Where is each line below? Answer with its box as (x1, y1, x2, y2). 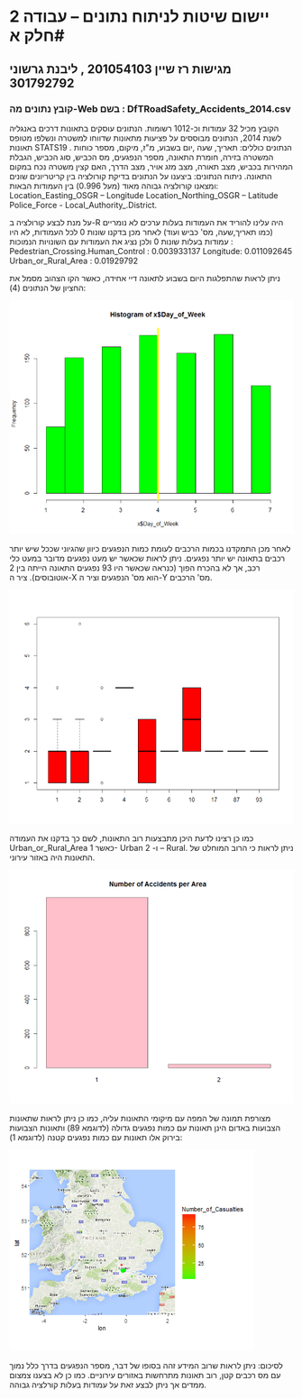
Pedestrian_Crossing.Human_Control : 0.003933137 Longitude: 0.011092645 (9, 245, 293, 256)
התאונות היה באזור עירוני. (9, 852, 96, 863)
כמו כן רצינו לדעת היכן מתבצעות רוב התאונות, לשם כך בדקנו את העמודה (9, 832, 254, 844)
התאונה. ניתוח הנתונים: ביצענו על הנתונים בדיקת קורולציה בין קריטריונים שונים (9, 170, 272, 181)
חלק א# (9, 25, 65, 46)
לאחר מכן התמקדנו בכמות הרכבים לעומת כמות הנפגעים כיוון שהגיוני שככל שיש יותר (9, 543, 291, 553)
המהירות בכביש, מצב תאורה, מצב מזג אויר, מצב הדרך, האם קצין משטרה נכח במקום (9, 160, 293, 172)
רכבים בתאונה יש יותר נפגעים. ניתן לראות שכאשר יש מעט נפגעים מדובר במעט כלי (9, 553, 286, 563)
